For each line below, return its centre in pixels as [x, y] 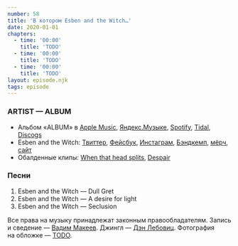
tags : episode [28, 87]
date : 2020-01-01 [33, 27]
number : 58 [23, 14]
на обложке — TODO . [40, 235]
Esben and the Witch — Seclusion [67, 206]
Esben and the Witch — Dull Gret [66, 191]
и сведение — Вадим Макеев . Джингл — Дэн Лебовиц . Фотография [111, 228]
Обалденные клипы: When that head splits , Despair [94, 157]
